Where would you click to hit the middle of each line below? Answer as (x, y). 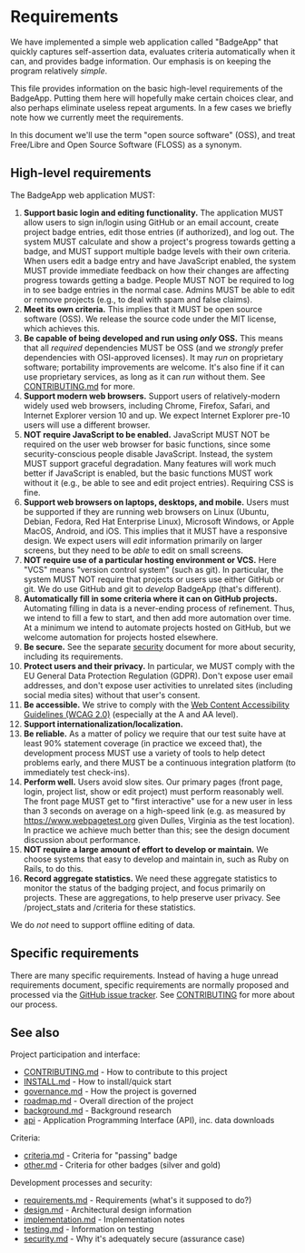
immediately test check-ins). (77, 772)
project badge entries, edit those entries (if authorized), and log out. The (159, 232)
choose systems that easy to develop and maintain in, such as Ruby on (156, 859)
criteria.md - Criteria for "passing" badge (100, 1156)
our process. (34, 1004)
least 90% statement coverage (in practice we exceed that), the (143, 743)
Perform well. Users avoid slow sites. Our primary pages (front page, (153, 782)
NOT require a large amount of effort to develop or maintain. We (146, 849)
